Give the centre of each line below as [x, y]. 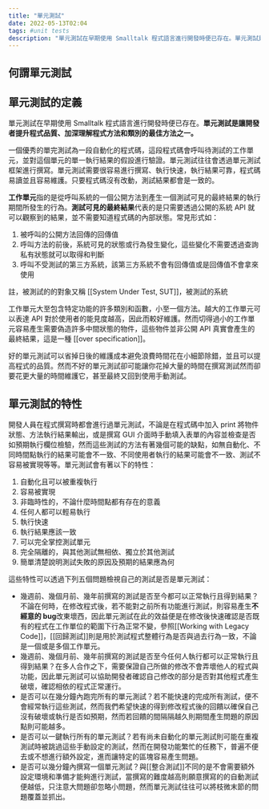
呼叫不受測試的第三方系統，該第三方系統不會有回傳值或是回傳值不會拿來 [139, 265]
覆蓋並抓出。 [48, 797]
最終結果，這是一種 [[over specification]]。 [79, 339]
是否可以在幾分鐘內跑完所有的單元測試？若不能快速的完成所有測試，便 [136, 697]
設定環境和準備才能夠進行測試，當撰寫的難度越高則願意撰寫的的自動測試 [139, 777]
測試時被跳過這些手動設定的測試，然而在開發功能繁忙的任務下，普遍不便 [139, 746]
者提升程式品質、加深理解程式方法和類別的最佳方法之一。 [103, 133]
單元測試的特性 [45, 403]
